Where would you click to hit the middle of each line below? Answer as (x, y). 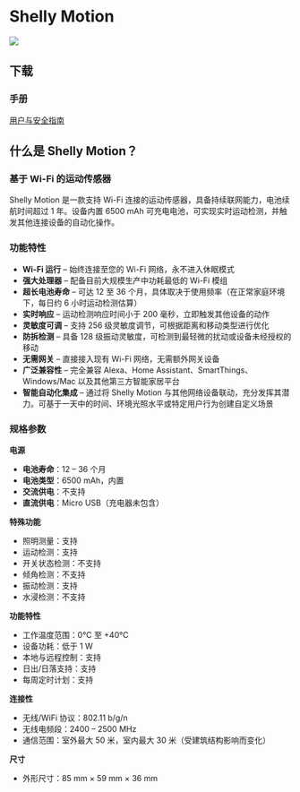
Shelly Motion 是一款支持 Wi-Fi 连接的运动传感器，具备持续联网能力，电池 (146, 200)
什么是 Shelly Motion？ (74, 151)
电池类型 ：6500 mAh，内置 (73, 480)
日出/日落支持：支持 (59, 668)
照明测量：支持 (50, 540)
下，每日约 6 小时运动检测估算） (82, 303)
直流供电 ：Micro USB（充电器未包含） (93, 503)
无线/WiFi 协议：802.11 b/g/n (75, 718)
